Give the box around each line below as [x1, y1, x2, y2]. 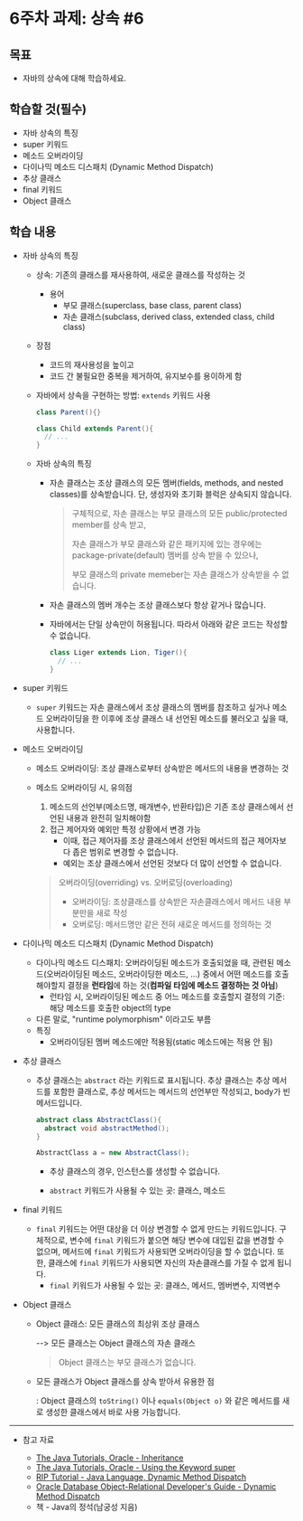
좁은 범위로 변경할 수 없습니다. [72, 846, 179, 857]
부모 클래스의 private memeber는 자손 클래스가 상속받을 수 [71, 569, 280, 580]
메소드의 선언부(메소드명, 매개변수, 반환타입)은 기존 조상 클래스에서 [49, 801, 284, 812]
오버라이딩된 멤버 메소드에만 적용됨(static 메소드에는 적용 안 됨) [49, 1036, 273, 1047]
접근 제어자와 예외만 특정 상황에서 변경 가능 [49, 824, 201, 835]
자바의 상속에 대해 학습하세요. [22, 73, 127, 83]
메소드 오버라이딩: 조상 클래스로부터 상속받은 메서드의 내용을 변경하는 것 [35, 762, 289, 773]
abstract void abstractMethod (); [43, 1123, 170, 1133]
